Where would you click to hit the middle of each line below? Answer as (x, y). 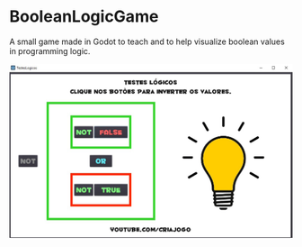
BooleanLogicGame (84, 17)
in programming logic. (50, 50)
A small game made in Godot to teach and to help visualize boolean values (147, 41)
